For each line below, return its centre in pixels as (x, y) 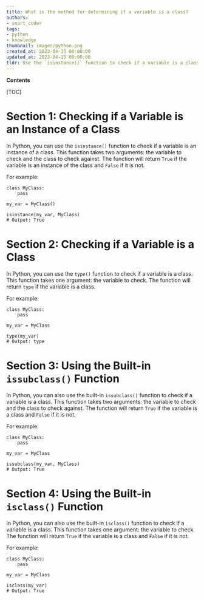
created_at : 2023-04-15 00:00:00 (49, 52)
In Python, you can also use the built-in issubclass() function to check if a (100, 395)
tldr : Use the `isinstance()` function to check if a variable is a (95, 63)
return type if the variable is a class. (51, 287)
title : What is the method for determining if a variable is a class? (97, 12)
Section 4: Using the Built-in (79, 493)
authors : (17, 18)
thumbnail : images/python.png (45, 46)
